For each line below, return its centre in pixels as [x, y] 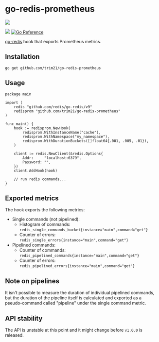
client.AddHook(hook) [35, 171]
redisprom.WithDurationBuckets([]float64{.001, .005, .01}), [86, 141]
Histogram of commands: [45, 224]
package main [18, 94]
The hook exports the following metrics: [45, 210]
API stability [24, 318]
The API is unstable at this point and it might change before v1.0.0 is [74, 330]
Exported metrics [32, 198]
